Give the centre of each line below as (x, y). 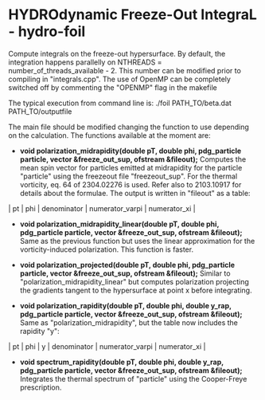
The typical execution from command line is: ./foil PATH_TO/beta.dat (120, 103)
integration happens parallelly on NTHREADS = (85, 62)
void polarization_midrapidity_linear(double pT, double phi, (119, 224)
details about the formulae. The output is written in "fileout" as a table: (135, 193)
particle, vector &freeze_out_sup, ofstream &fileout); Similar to (125, 273)
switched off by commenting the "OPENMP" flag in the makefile (113, 87)
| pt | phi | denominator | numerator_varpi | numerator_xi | (102, 208)
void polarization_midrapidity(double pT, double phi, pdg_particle (131, 151)
